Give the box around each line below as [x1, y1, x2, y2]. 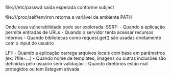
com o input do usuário [5, 40, 54, 46]
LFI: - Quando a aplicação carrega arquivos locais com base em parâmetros [5, 50, 165, 56]
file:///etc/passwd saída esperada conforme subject [5, 5, 114, 10]
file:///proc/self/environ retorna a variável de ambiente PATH [5, 14, 132, 20]
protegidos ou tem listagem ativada [5, 66, 80, 72]
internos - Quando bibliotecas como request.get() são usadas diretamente [5, 35, 162, 41]
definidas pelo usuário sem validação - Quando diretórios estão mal [5, 61, 148, 66]
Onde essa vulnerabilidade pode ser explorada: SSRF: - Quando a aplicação [5, 24, 165, 30]
